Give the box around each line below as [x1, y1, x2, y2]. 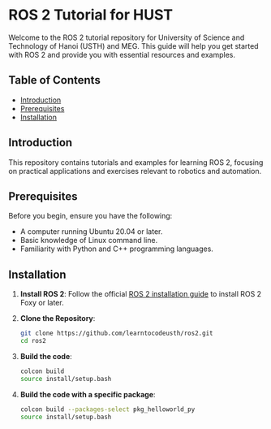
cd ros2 [19, 337, 46, 345]
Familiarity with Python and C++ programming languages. [19, 244, 213, 253]
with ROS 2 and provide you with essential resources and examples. [8, 50, 236, 59]
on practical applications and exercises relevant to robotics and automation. [8, 166, 262, 175]
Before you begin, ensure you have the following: [8, 211, 173, 221]
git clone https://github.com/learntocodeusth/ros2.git [19, 329, 213, 338]
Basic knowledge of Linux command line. [19, 236, 158, 245]
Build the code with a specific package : [19, 389, 156, 399]
